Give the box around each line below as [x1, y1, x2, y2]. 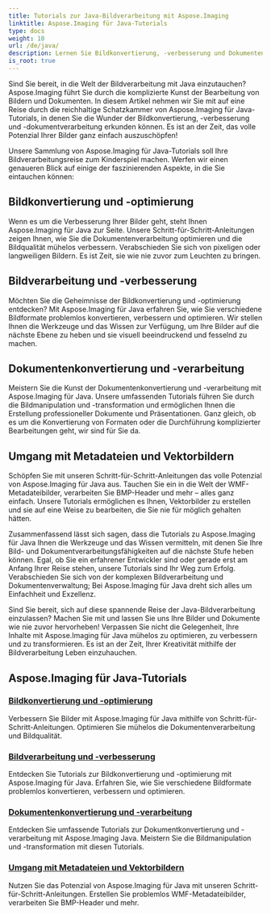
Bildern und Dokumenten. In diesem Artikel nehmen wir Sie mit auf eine [8, 96, 245, 106]
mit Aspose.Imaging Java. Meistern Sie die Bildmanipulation [52, 833, 252, 843]
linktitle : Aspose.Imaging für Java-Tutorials [8, 19, 168, 27]
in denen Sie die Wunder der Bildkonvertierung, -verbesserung [40, 113, 250, 123]
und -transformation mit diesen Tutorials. [8, 842, 144, 852]
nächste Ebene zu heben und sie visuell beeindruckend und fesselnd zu [8, 330, 248, 340]
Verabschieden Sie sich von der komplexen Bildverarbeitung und [8, 572, 223, 582]
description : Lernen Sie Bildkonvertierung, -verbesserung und [8, 49, 226, 57]
